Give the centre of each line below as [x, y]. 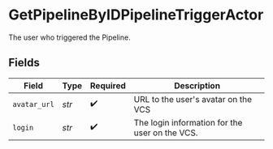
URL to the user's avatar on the [193, 99]
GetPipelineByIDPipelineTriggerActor [136, 15]
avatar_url [33, 104]
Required [108, 85]
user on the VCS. [166, 133]
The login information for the [188, 122]
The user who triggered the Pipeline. [70, 37]
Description [197, 85]
